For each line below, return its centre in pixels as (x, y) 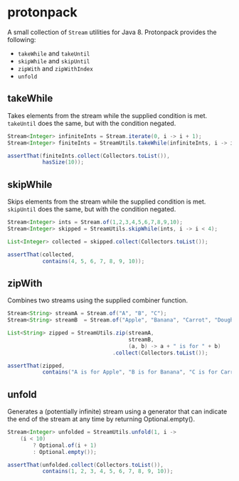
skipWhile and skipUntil (54, 60)
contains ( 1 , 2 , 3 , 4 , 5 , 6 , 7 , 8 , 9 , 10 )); (108, 471)
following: (22, 39)
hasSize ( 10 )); (63, 162)
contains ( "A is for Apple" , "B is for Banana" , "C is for (130, 372)
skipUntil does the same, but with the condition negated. (92, 209)
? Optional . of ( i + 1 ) (65, 445)
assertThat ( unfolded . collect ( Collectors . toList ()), (85, 465)
